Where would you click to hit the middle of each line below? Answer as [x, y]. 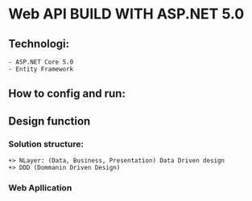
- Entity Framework [41, 69]
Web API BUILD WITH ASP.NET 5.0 [126, 14]
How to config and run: [67, 94]
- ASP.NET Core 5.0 [41, 62]
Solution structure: [46, 144]
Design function [50, 121]
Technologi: [39, 44]
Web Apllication [40, 188]
